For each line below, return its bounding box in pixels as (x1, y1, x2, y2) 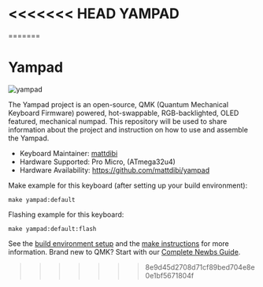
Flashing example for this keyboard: (8, 210, 124, 219)
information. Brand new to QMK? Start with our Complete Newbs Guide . (8, 247, 241, 256)
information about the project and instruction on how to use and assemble (8, 125, 248, 134)
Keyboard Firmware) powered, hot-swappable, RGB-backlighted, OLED (8, 108, 239, 117)
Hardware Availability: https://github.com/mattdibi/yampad (19, 165, 210, 174)
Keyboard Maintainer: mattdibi (19, 148, 118, 158)
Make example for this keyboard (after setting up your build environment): (8, 181, 248, 190)
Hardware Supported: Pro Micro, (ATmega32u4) (19, 157, 176, 166)
